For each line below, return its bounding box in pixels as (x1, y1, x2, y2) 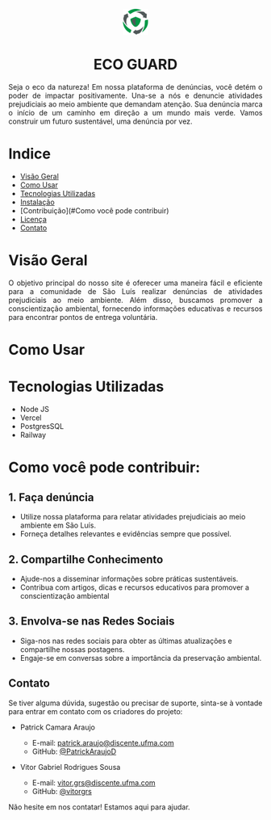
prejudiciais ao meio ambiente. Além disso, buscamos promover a (8, 296, 263, 305)
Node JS (19, 405, 50, 414)
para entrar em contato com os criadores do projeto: (8, 706, 183, 716)
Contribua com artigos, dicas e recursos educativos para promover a (19, 582, 250, 592)
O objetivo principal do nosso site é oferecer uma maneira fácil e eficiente (8, 278, 263, 288)
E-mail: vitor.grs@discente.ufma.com (31, 777, 156, 788)
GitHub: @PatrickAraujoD (31, 746, 117, 756)
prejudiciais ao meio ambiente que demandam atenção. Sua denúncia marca (8, 99, 263, 109)
